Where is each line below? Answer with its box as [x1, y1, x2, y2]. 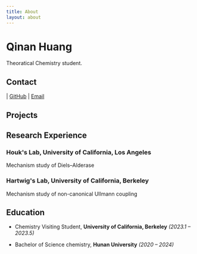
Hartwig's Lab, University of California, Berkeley [6, 176, 149, 185]
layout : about [6, 14, 42, 20]
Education [6, 207, 45, 218]
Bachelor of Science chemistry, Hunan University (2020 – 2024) [14, 241, 174, 248]
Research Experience [6, 131, 87, 141]
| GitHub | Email [6, 93, 45, 100]
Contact [6, 77, 37, 87]
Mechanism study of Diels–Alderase [6, 162, 95, 169]
